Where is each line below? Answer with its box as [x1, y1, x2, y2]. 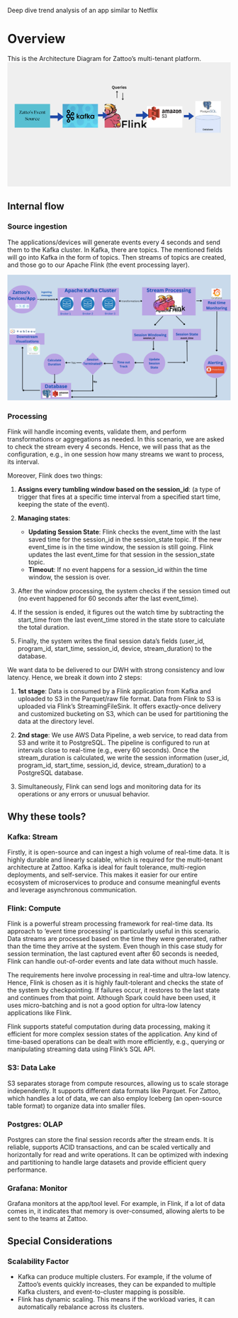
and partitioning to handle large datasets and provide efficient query [7, 1158, 207, 1167]
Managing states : [17, 514, 71, 522]
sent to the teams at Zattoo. [7, 1214, 89, 1223]
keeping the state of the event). [17, 500, 110, 509]
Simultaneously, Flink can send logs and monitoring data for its [17, 782, 202, 791]
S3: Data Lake [7, 1062, 56, 1072]
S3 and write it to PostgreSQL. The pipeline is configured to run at [17, 738, 210, 747]
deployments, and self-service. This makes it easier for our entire [7, 871, 198, 879]
